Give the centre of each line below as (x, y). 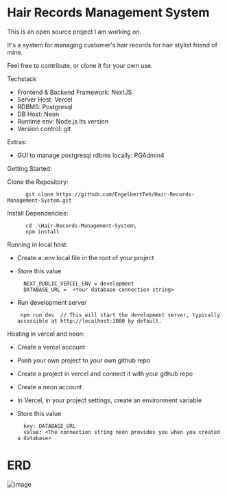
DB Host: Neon (38, 114)
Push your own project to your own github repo (84, 360)
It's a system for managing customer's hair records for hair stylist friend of (112, 45)
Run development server (52, 302)
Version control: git (44, 128)
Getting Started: (30, 168)
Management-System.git (39, 200)
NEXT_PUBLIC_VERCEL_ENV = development (79, 284)
